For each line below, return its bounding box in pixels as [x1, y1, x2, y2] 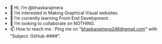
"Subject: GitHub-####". [9, 33, 61, 39]
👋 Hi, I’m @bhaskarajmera [9, 5, 63, 10]
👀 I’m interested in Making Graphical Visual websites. [9, 10, 119, 16]
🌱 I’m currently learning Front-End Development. [9, 15, 110, 21]
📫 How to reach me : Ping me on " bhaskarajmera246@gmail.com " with [9, 26, 158, 32]
